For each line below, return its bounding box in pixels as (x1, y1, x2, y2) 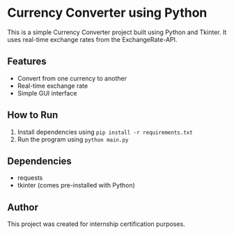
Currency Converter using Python (7, 5, 208, 21)
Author (7, 201, 38, 213)
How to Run (7, 109, 58, 121)
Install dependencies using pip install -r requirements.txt (17, 128, 193, 136)
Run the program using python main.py (17, 135, 129, 144)
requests (17, 174, 43, 182)
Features (7, 56, 47, 68)
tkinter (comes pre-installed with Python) (17, 181, 136, 190)
